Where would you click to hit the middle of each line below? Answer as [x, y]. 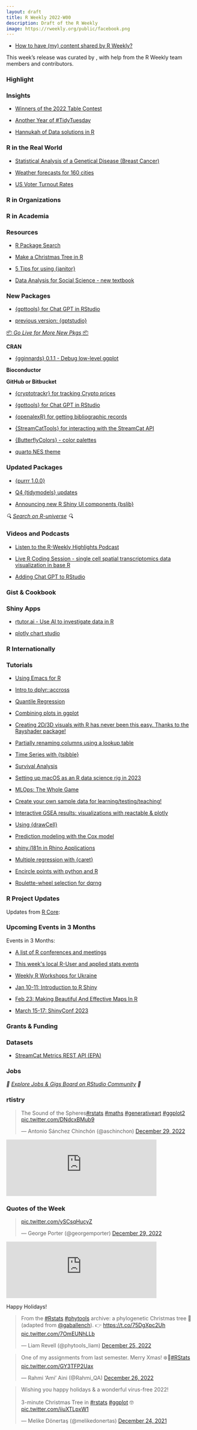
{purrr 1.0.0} [30, 480]
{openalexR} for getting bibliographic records [71, 417]
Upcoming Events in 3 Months [51, 927]
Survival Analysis [36, 767]
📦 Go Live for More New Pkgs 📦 [47, 333]
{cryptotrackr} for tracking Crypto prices [65, 394]
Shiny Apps [23, 608]
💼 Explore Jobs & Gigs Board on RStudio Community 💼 [74, 1084]
